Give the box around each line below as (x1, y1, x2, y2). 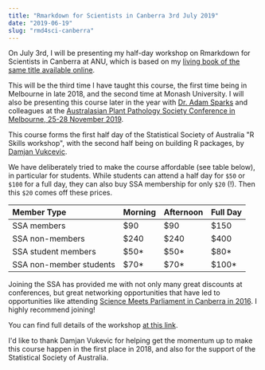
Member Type (12, 207, 67, 218)
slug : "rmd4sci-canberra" (8, 26, 94, 34)
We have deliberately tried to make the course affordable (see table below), (8, 163, 256, 172)
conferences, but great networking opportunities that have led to (8, 288, 220, 297)
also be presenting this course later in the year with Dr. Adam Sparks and (8, 97, 248, 108)
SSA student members (12, 246, 97, 258)
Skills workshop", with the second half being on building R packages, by (8, 139, 244, 148)
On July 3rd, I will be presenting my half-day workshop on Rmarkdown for (8, 49, 251, 58)
